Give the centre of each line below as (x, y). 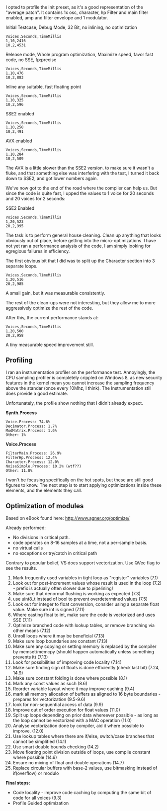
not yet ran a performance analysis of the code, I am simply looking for (78, 246)
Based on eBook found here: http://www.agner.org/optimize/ (68, 518)
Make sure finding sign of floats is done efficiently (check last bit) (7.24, (86, 667)
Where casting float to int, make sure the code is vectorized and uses (84, 615)
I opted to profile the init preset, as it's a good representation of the (74, 7)
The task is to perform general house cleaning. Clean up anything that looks (83, 235)
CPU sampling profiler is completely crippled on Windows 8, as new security (84, 377)
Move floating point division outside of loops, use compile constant (82, 752)
